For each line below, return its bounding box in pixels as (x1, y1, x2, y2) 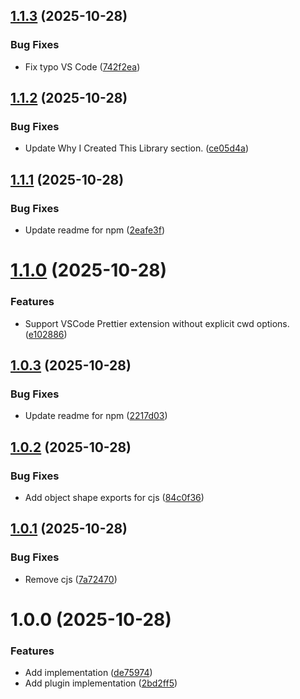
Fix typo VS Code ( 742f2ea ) (24, 60, 141, 73)
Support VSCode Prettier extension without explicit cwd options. (24, 317, 290, 329)
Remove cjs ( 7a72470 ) (24, 573, 118, 585)
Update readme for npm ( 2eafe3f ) (24, 224, 166, 236)
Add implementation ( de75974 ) (24, 667, 153, 679)
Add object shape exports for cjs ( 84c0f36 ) (24, 491, 205, 503)
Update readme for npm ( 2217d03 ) (24, 410, 168, 422)
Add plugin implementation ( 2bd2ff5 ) (24, 677, 178, 689)
